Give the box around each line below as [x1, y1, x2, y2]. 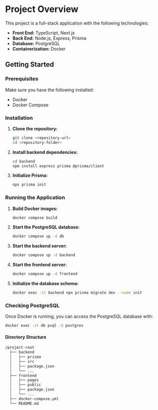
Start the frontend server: [12, 262, 67, 268]
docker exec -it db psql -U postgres [5, 323, 84, 328]
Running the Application [5, 194, 65, 201]
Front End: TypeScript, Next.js [12, 30, 75, 36]
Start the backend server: [12, 243, 67, 249]
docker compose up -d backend [12, 253, 76, 258]
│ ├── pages [9, 377, 39, 383]
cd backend [12, 159, 35, 164]
